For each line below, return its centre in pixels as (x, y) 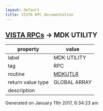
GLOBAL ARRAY (73, 82)
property (28, 49)
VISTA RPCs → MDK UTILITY (52, 35)
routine (16, 74)
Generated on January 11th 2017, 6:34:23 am (52, 103)
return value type (28, 82)
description (21, 90)
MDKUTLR (66, 74)
